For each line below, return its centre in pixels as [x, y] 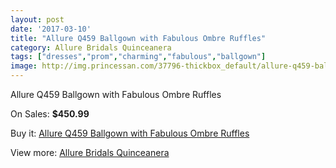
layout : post [37, 19]
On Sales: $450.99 [50, 114]
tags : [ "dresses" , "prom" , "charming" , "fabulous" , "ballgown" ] [138, 57]
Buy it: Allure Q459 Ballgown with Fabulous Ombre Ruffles [130, 133]
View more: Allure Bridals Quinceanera [90, 152]
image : [24, 66]
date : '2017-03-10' [51, 29]
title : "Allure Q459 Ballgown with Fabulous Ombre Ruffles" [138, 38]
